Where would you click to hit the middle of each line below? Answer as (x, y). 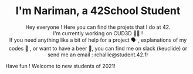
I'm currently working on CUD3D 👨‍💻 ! (98, 33)
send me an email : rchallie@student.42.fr (98, 55)
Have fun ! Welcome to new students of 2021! (60, 66)
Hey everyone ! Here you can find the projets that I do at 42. (98, 27)
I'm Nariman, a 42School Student (98, 11)
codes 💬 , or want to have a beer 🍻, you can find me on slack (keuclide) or (98, 48)
